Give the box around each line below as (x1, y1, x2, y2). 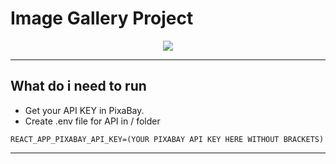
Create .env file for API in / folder (24, 115, 161, 127)
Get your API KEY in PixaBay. (24, 104, 145, 116)
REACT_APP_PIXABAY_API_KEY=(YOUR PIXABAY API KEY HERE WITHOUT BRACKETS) (10, 134, 325, 144)
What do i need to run (10, 78, 147, 95)
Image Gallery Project (10, 7, 194, 30)
